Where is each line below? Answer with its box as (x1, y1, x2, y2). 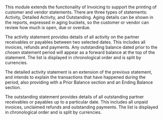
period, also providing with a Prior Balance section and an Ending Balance (5, 79, 153, 85)
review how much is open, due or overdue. (5, 25, 91, 30)
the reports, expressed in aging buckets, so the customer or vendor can (5, 19, 149, 25)
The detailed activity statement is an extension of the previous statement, (5, 69, 152, 75)
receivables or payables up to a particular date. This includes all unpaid (5, 99, 148, 105)
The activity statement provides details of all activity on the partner (5, 34, 140, 40)
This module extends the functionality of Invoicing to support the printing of (5, 4, 157, 10)
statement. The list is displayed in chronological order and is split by (5, 55, 142, 60)
